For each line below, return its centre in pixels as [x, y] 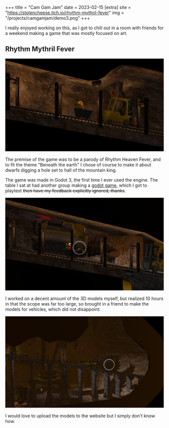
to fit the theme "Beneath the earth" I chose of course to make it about [78, 164]
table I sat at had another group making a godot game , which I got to [76, 185]
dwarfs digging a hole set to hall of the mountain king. [61, 170]
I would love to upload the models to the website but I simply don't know [80, 416]
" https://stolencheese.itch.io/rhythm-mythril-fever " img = [65, 13]
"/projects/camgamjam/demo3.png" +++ [48, 18]
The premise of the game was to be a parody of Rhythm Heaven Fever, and [83, 159]
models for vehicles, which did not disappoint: [53, 309]
